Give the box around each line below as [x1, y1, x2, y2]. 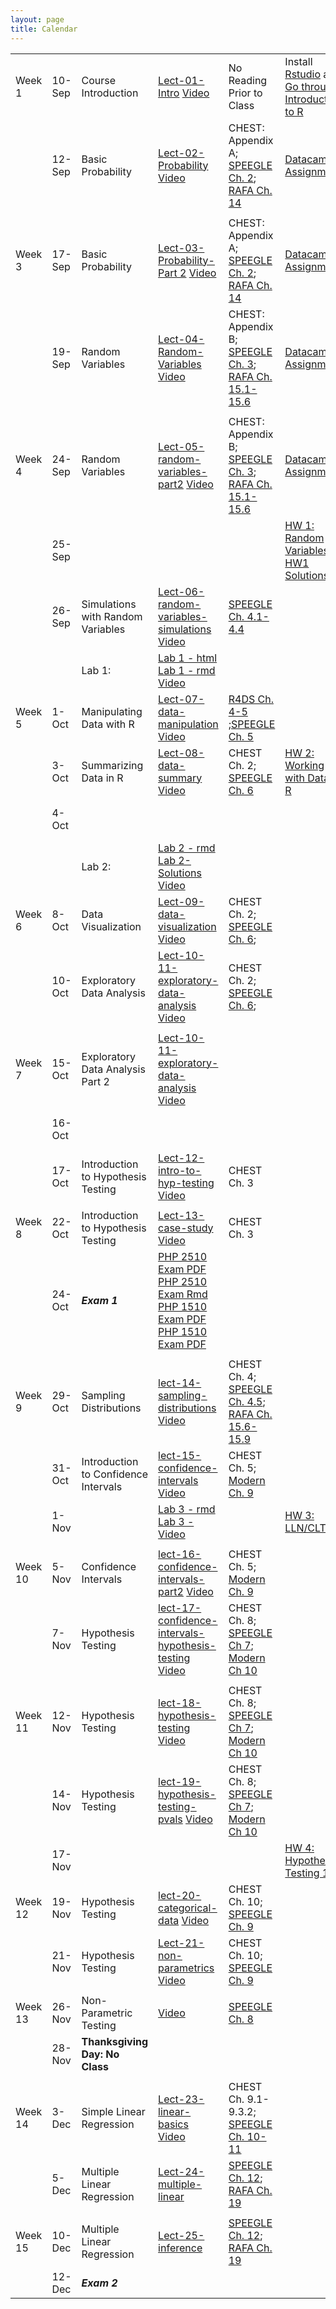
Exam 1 [81, 1293, 118, 1307]
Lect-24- [158, 2164, 205, 2178]
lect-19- [158, 1774, 202, 1788]
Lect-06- [158, 584, 205, 598]
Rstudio [284, 67, 322, 81]
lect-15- [158, 1448, 202, 1462]
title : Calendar [10, 24, 78, 34]
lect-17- [158, 1601, 202, 1615]
